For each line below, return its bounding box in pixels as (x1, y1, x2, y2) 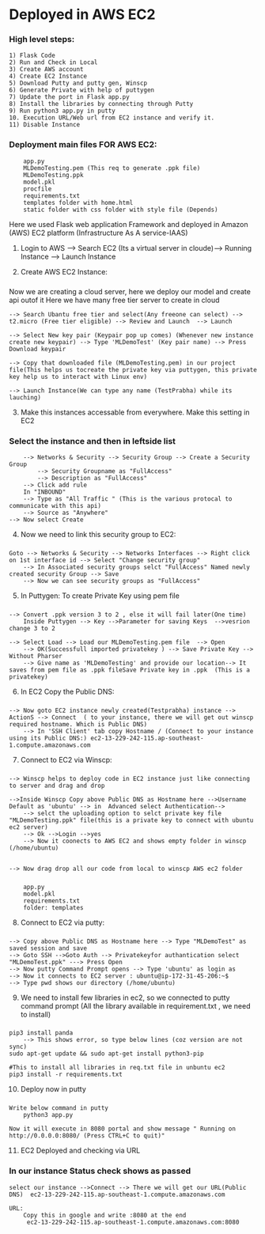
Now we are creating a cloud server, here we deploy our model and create (9, 286, 252, 296)
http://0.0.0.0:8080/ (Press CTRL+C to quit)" (9, 1132, 165, 1140)
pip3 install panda (9, 1029, 74, 1037)
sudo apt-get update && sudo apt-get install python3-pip (9, 1050, 204, 1058)
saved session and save (9, 944, 88, 952)
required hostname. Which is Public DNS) (9, 720, 148, 729)
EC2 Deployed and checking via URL (20, 1145, 141, 1156)
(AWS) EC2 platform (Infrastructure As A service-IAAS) (9, 228, 188, 237)
